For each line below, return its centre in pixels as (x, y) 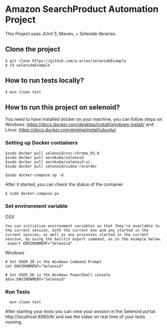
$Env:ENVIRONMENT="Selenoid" (35, 279)
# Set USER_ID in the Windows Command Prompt (53, 262)
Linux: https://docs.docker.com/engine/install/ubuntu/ (61, 130)
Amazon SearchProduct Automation (82, 9)
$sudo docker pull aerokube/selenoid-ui (48, 162)
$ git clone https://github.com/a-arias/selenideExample (66, 61)
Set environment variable (36, 206)
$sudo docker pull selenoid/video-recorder (51, 166)
